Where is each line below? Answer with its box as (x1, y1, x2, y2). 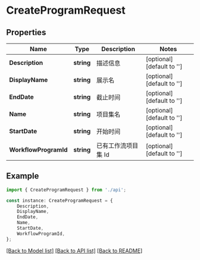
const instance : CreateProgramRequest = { (6, 198, 113, 203)
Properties (6, 27, 46, 37)
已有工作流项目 (96, 142, 139, 149)
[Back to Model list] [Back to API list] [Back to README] (6, 247, 143, 254)
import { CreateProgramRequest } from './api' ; (6, 187, 127, 193)
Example (6, 171, 39, 181)
